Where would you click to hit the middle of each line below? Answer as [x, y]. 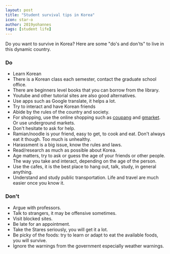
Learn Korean [27, 74]
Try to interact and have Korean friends [54, 106]
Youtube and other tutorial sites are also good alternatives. [75, 96]
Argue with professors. [37, 207]
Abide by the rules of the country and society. [61, 112]
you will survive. [30, 240]
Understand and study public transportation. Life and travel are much [86, 177]
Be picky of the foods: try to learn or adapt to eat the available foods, [86, 235]
